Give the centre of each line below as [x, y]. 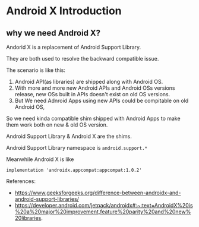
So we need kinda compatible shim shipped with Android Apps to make [93, 118]
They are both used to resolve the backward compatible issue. [83, 59]
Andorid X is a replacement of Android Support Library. [74, 47]
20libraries [28, 218]
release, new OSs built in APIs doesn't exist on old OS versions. [92, 94]
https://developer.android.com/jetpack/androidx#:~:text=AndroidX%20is [104, 205]
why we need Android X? [53, 33]
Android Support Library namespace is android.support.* [77, 148]
